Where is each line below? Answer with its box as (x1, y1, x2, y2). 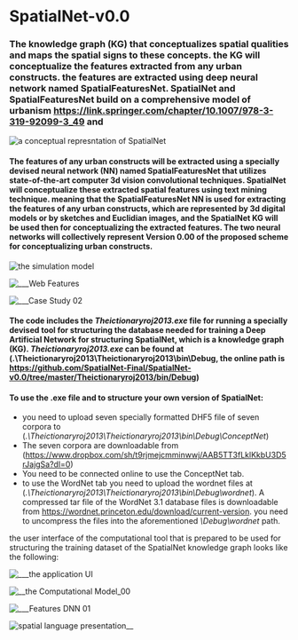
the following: (9, 552, 59, 563)
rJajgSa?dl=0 (21, 459, 71, 470)
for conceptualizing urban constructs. (9, 241, 153, 252)
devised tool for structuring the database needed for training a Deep (9, 325, 266, 336)
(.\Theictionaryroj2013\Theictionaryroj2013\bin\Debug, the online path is (9, 353, 286, 364)
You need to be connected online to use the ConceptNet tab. (21, 469, 245, 479)
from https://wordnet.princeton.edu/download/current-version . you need (21, 506, 288, 517)
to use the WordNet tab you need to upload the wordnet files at (21, 478, 253, 489)
